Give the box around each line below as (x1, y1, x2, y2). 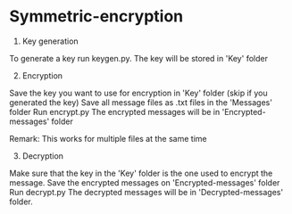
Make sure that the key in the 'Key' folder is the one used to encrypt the (9, 168, 273, 178)
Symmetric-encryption (9, 6, 184, 27)
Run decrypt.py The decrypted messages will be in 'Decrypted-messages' (9, 186, 284, 197)
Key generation (21, 36, 79, 46)
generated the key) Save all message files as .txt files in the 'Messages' (9, 96, 272, 108)
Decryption (21, 150, 64, 161)
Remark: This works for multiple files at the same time (9, 133, 207, 144)
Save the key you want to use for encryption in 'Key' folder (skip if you (9, 87, 268, 98)
